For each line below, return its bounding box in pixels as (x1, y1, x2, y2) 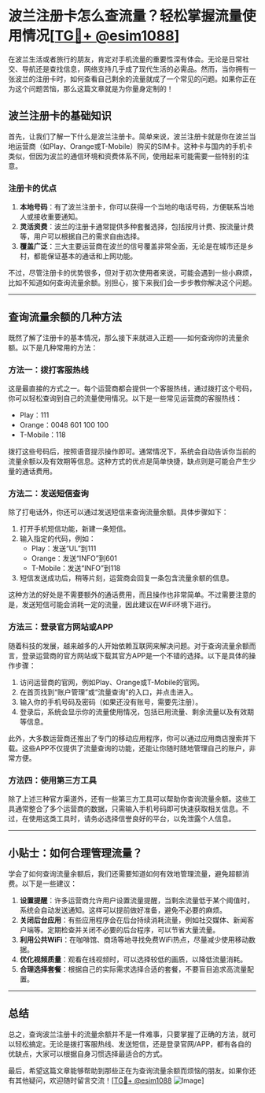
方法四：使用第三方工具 (8, 775, 97, 786)
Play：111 (19, 410, 50, 420)
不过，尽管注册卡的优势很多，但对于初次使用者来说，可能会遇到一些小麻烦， (8, 269, 256, 278)
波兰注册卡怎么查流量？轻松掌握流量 (8, 7, 243, 25)
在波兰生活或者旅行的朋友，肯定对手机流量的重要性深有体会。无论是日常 (8, 54, 242, 64)
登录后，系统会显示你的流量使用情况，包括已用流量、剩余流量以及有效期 (19, 706, 254, 717)
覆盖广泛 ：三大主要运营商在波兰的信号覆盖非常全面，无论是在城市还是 (19, 242, 248, 251)
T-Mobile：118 (19, 430, 66, 439)
